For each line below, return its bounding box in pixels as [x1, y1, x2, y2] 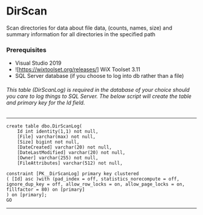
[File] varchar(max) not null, [17, 134, 96, 140]
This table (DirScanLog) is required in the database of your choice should [6, 86, 190, 93]
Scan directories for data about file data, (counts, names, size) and [6, 24, 173, 31]
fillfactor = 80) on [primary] [6, 187, 85, 193]
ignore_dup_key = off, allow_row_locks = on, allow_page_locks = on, [6, 181, 185, 188]
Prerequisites [6, 45, 47, 54]
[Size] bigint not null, [17, 139, 80, 146]
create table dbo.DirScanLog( [6, 123, 83, 129]
